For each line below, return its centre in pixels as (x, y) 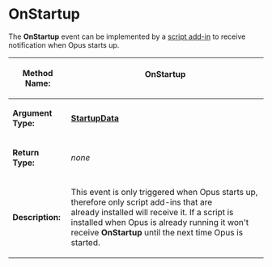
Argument (32, 112)
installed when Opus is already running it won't (160, 222)
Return (26, 152)
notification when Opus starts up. (64, 44)
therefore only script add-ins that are (142, 201)
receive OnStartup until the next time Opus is (157, 232)
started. (86, 242)
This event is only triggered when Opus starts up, (164, 192)
